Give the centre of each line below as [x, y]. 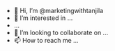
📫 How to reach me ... [46, 40]
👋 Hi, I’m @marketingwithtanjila [59, 11]
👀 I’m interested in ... [43, 18]
